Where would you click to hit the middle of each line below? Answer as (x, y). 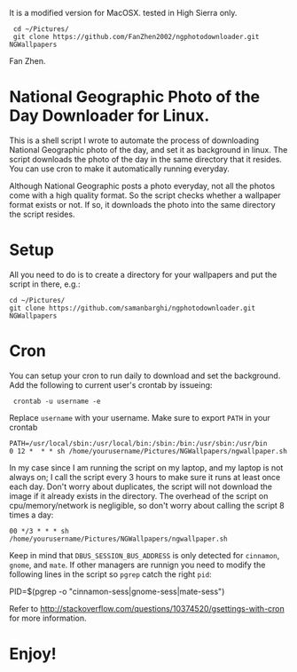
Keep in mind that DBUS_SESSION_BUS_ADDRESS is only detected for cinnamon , (145, 555)
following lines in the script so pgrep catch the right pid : (110, 574)
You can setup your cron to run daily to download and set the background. (145, 376)
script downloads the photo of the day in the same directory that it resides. (145, 159)
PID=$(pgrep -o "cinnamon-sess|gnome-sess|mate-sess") (117, 591)
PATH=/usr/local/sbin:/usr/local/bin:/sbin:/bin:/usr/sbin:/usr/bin (138, 443)
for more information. (48, 618)
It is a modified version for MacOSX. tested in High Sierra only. (123, 13)
